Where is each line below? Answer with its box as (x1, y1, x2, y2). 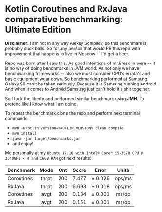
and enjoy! (12, 140, 34, 146)
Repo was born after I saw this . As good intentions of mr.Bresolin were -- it (5, 60, 155, 66)
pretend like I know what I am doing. (5, 101, 78, 106)
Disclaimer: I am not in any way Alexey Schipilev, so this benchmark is (5, 40, 147, 46)
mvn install (12, 131, 37, 136)
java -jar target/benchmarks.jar (12, 136, 81, 141)
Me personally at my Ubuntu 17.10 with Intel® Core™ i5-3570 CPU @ (5, 150, 143, 156)
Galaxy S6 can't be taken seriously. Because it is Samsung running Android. (5, 81, 158, 86)
